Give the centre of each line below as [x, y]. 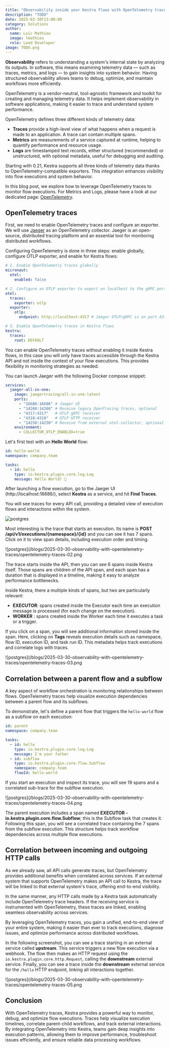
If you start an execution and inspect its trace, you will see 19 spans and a [82, 782]
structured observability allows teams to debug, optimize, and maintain [79, 78]
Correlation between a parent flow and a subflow [84, 679]
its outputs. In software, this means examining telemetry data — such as [80, 67]
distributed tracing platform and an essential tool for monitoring [88, 236]
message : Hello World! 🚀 [40, 479]
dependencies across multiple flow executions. [54, 834]
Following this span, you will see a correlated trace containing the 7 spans [82, 823]
